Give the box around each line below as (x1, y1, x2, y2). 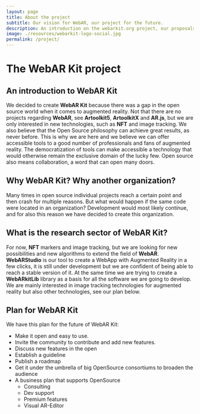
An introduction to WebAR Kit (6, 86, 118, 96)
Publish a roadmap (14, 358, 61, 365)
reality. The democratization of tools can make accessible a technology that (6, 146, 192, 152)
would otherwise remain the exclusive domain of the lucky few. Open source (6, 152, 193, 159)
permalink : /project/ (6, 36, 60, 42)
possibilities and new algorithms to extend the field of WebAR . (6, 250, 160, 257)
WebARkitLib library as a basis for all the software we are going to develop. (6, 275, 192, 282)
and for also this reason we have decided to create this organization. (6, 210, 174, 217)
